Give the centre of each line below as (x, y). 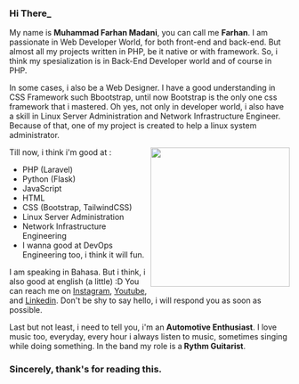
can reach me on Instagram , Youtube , (78, 291)
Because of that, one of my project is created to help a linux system (133, 126)
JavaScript (42, 189)
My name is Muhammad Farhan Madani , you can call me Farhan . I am (139, 33)
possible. (26, 310)
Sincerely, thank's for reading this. (86, 370)
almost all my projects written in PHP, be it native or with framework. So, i (144, 52)
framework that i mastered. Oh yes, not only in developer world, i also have (147, 107)
